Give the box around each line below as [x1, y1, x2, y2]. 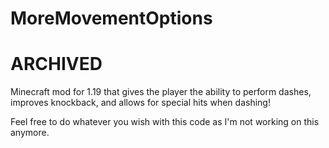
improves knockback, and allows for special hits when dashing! [10, 97, 271, 109]
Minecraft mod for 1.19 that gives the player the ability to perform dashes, [10, 86, 312, 98]
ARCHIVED [10, 53, 103, 76]
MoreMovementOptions [10, 7, 213, 30]
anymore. [10, 127, 50, 139]
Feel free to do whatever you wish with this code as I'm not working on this [10, 116, 320, 128]
